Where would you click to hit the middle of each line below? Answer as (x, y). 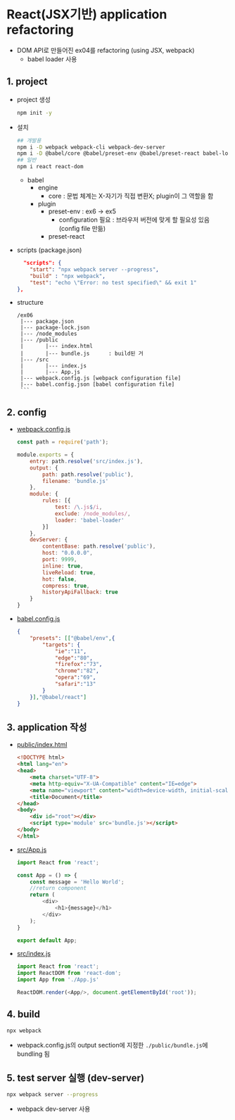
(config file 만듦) (82, 228)
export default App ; (47, 940)
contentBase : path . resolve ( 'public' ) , (99, 546)
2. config (27, 412)
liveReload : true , (69, 572)
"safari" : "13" (75, 684)
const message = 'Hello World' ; (77, 882)
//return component (58, 888)
